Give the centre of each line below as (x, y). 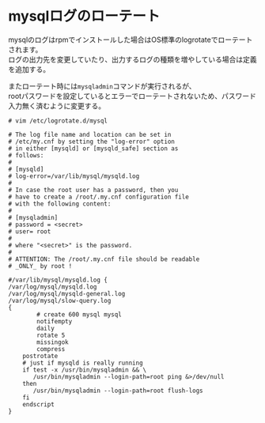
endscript (39, 404)
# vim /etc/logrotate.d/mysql (58, 121)
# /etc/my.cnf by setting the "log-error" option (92, 142)
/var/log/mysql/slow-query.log (60, 300)
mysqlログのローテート (84, 16)
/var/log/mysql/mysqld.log (53, 287)
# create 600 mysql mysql (79, 314)
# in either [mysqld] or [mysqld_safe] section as (93, 148)
